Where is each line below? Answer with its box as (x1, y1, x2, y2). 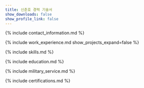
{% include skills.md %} (5, 49, 54, 55)
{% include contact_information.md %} (5, 30, 85, 36)
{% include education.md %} (5, 59, 64, 65)
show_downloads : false (5, 12, 52, 17)
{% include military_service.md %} (5, 68, 76, 74)
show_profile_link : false (5, 16, 58, 21)
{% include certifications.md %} (5, 78, 71, 84)
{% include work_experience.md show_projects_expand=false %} (5, 40, 140, 45)
